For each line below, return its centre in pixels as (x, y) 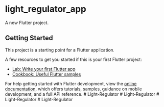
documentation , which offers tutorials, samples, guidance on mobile (73, 89)
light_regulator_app (46, 9)
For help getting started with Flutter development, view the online (71, 83)
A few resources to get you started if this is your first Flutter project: (73, 59)
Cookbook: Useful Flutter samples (47, 74)
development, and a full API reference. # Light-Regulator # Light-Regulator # (82, 94)
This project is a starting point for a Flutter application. (60, 50)
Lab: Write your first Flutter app (44, 69)
